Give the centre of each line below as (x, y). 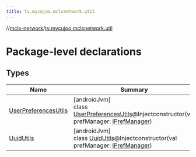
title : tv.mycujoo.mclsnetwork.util (50, 11)
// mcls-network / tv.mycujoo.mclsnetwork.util (59, 28)
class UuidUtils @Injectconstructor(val (125, 138)
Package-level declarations (74, 52)
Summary (134, 89)
